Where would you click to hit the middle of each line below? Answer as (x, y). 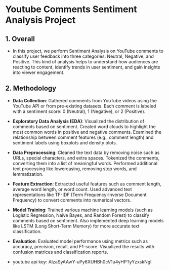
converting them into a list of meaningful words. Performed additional (85, 163)
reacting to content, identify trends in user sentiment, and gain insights (86, 67)
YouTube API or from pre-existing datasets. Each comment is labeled (84, 106)
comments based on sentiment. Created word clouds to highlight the (84, 126)
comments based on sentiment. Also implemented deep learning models (88, 220)
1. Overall (20, 39)
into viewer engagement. (38, 72)
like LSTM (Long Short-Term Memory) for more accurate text (76, 226)
